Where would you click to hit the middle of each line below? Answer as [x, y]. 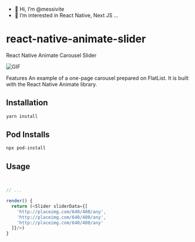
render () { [19, 201]
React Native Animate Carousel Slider [51, 55]
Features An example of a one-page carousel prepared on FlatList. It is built [97, 78]
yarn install [22, 116]
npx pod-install [26, 148]
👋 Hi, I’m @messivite [39, 9]
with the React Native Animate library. [52, 84]
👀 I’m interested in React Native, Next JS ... [66, 15]
